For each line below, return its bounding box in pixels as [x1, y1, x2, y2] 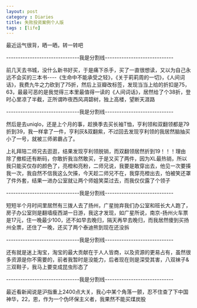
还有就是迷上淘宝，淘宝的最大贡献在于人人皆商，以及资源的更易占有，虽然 [6, 249, 186, 256]
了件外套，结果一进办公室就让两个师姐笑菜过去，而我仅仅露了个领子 [6, 177, 171, 184]
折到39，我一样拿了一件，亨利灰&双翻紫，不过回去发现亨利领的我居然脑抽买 [6, 128, 191, 135]
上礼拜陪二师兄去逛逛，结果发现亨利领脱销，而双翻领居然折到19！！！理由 [6, 148, 186, 155]
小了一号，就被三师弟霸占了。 [6, 135, 78, 142]
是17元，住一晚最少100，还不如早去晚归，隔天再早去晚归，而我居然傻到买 [6, 217, 184, 224]
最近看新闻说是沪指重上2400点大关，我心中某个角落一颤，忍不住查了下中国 [6, 288, 189, 296]
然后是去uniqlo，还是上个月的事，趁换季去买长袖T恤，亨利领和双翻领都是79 [6, 121, 189, 128]
